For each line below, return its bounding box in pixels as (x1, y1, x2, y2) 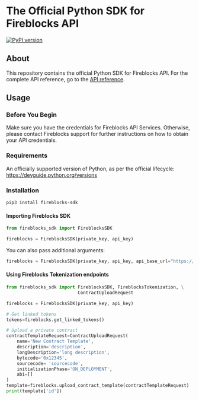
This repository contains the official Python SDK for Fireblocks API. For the (6, 69, 188, 77)
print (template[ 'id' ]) (6, 388, 62, 394)
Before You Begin (6, 111, 57, 119)
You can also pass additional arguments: (6, 246, 105, 253)
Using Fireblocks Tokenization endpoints (6, 271, 110, 278)
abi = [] (17, 372, 33, 377)
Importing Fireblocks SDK (6, 212, 71, 219)
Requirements (6, 151, 48, 160)
